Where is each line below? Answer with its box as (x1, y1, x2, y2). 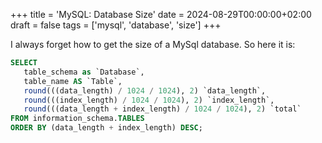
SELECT (10, 58, 38, 68)
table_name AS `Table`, (23, 76, 123, 86)
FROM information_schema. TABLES (10, 114, 145, 124)
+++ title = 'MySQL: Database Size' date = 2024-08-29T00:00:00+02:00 (10, 9, 312, 20)
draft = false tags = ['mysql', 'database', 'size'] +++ (10, 19, 222, 31)
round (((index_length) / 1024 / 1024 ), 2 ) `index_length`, (23, 95, 275, 105)
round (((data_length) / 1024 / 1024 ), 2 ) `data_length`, (23, 85, 267, 96)
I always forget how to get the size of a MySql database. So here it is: (10, 39, 296, 50)
